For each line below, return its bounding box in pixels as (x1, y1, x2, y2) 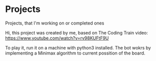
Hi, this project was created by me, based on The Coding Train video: (5, 29, 148, 35)
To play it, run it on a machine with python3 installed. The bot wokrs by (5, 44, 151, 50)
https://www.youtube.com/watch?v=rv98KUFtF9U (5, 35, 109, 41)
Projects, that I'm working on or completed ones (5, 20, 104, 26)
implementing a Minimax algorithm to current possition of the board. (5, 50, 145, 56)
